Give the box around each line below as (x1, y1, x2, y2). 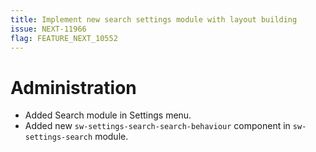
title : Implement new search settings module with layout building (10, 14, 298, 25)
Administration (10, 76, 137, 99)
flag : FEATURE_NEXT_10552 (10, 33, 118, 43)
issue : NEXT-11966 (10, 24, 87, 34)
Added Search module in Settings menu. (24, 109, 192, 121)
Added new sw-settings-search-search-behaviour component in (24, 120, 291, 132)
